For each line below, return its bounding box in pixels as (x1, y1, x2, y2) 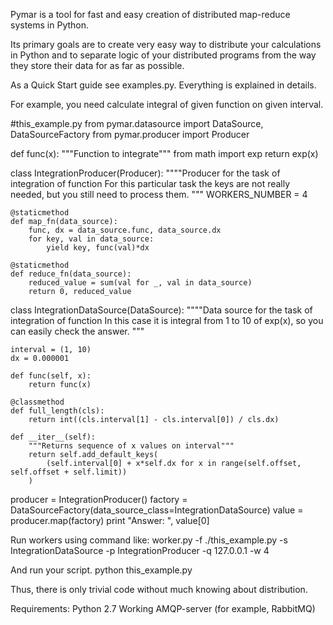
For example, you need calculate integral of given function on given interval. (10, 99, 324, 110)
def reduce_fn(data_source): (10, 269, 132, 279)
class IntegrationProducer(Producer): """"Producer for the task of (10, 167, 281, 179)
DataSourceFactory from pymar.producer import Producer (10, 129, 250, 140)
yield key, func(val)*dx (46, 243, 150, 253)
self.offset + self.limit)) (10, 467, 128, 477)
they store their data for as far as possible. (10, 60, 185, 71)
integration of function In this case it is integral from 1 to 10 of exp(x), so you (10, 315, 324, 326)
